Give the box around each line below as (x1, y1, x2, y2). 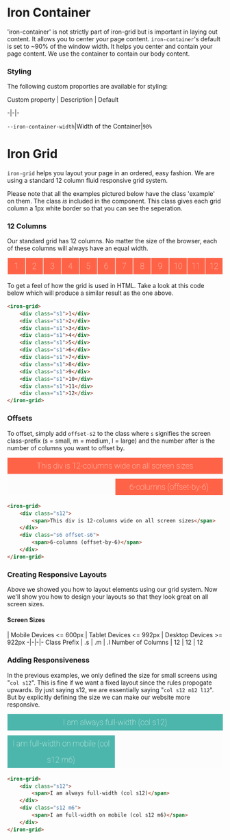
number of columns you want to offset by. (7, 443, 125, 452)
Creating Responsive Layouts (7, 569, 107, 579)
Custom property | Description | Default (7, 96, 119, 104)
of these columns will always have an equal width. (7, 244, 149, 252)
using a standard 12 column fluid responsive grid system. (7, 177, 168, 185)
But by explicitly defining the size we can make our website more (7, 693, 190, 701)
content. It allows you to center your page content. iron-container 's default (7, 34, 220, 43)
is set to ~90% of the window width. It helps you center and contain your (7, 42, 213, 50)
